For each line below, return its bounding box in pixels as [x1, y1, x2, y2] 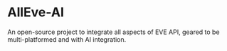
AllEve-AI [7, 4, 64, 21]
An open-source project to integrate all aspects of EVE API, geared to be [7, 28, 220, 36]
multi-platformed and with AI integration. [7, 35, 127, 43]
